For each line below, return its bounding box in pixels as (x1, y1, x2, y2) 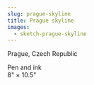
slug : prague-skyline (7, 10, 71, 18)
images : (7, 23, 30, 30)
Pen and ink (7, 63, 42, 72)
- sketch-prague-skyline (13, 30, 87, 38)
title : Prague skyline (7, 17, 74, 24)
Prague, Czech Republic (7, 50, 78, 58)
